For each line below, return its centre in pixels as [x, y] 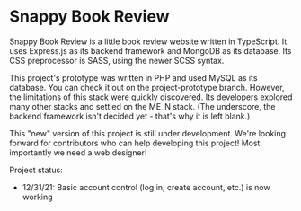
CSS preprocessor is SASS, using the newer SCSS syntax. [117, 60]
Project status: [36, 170]
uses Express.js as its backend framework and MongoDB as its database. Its [150, 50]
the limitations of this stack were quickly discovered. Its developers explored [151, 97]
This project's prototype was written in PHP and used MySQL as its [133, 77]
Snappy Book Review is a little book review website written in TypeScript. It [148, 41]
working [37, 197]
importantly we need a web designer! [78, 152]
